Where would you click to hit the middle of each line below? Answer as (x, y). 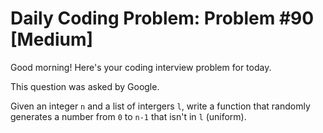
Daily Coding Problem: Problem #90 (162, 18)
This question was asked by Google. (85, 86)
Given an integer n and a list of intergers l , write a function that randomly (160, 106)
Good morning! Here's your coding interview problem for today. (141, 67)
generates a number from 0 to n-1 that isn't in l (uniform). (128, 116)
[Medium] (52, 39)
